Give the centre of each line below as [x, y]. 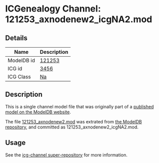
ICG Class [19, 77]
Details [16, 38]
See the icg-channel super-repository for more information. [66, 155]
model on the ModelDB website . [38, 112]
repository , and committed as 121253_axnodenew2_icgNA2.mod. [72, 127]
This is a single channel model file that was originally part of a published [79, 106]
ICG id [15, 68]
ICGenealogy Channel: [53, 9]
